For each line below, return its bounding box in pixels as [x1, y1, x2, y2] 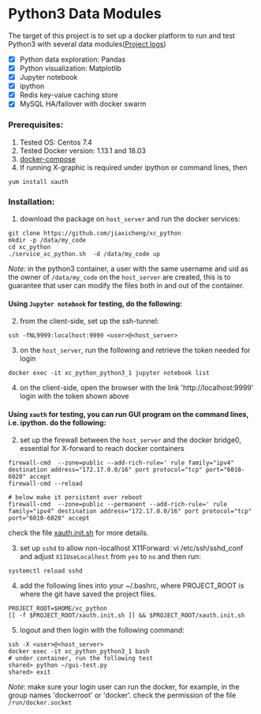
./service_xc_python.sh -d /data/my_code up [8, 250, 160, 257]
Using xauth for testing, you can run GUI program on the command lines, [8, 409, 249, 419]
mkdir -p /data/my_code [8, 236, 87, 244]
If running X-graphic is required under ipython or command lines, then [19, 163, 248, 172]
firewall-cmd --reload [8, 479, 83, 488]
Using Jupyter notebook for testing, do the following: [8, 299, 183, 308]
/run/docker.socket [8, 699, 73, 707]
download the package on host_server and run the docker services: [19, 214, 240, 224]
